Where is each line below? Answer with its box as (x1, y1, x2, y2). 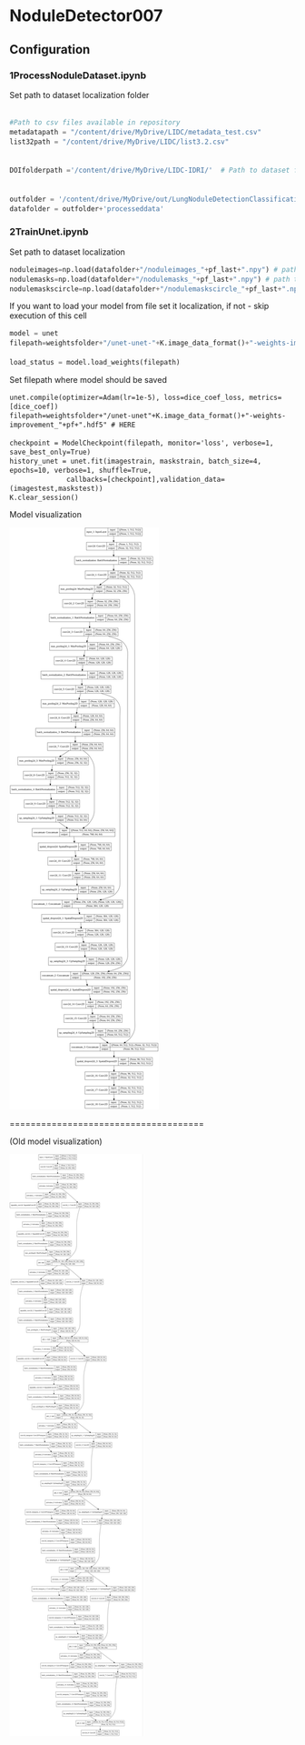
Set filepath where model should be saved (9, 374, 168, 385)
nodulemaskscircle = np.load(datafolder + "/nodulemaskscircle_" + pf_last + (9, 284, 282, 294)
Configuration (9, 42, 91, 57)
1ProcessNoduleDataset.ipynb (9, 69, 147, 82)
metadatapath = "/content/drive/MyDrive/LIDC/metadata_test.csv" (9, 127, 261, 136)
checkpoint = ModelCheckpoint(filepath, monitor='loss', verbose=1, (9, 438, 274, 447)
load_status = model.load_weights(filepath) (9, 358, 181, 367)
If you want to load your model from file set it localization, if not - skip (9, 301, 270, 312)
